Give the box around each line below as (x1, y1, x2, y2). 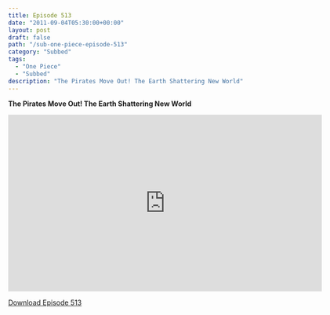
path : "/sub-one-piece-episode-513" (8, 41, 128, 49)
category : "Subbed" (8, 48, 72, 56)
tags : (8, 56, 26, 64)
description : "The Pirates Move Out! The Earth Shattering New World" (8, 77, 244, 85)
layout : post (8, 26, 51, 34)
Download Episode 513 (8, 298, 82, 307)
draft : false (8, 33, 51, 42)
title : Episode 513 (8, 11, 72, 20)
